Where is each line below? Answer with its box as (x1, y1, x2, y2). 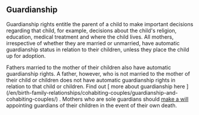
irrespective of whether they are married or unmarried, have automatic (6, 39, 180, 46)
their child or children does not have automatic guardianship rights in (6, 76, 176, 83)
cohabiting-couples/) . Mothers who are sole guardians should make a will (6, 95, 189, 102)
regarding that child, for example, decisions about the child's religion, (6, 27, 177, 34)
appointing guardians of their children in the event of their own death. (6, 101, 177, 109)
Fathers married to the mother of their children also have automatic (6, 64, 172, 71)
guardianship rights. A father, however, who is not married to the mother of (6, 70, 190, 77)
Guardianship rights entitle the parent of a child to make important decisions (6, 20, 194, 27)
